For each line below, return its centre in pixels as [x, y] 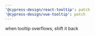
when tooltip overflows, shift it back [42, 28]
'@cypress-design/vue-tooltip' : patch [45, 14]
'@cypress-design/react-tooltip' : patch [48, 10]
